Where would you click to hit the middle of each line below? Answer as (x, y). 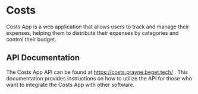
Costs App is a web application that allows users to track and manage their (98, 27)
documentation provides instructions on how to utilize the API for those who (99, 78)
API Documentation (43, 58)
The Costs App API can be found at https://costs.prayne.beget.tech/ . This (97, 72)
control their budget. (31, 39)
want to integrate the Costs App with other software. (70, 85)
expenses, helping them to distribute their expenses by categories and (92, 33)
